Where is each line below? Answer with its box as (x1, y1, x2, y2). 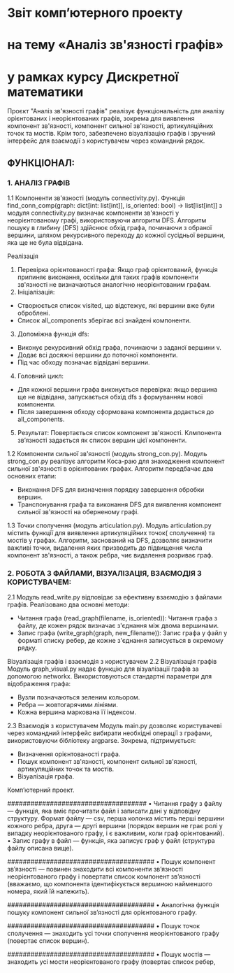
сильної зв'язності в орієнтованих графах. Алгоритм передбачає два (7, 464, 214, 473)
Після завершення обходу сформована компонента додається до (17, 408, 214, 416)
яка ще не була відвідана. (7, 239, 84, 246)
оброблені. (17, 309, 50, 317)
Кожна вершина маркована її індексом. (17, 708, 136, 716)
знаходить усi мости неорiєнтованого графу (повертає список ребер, (7, 958, 216, 966)
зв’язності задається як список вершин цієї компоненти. (17, 436, 187, 444)
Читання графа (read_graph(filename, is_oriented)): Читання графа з (17, 614, 218, 623)
